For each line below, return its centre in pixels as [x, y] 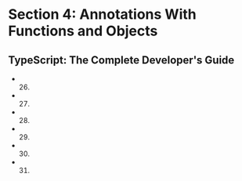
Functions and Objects [83, 31]
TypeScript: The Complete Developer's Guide [121, 60]
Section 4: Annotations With [103, 14]
